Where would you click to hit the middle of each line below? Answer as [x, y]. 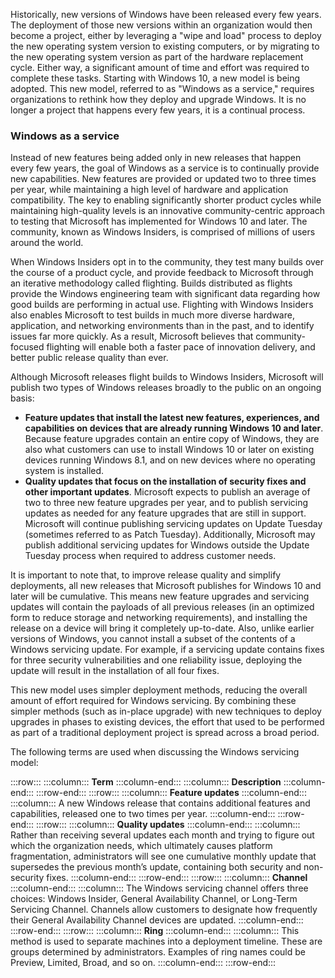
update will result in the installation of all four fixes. [115, 671]
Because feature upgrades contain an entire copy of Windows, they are [172, 439]
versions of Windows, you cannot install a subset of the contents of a [153, 639]
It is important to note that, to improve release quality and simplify [146, 575]
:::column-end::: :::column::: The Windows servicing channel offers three [159, 888]
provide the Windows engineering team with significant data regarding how [165, 294]
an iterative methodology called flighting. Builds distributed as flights [151, 283]
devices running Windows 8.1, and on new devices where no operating [170, 460]
